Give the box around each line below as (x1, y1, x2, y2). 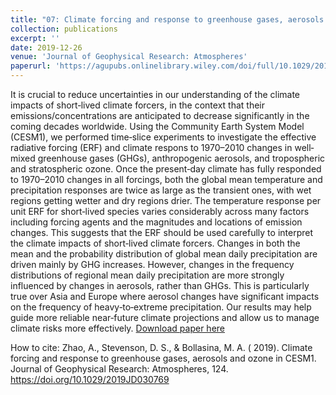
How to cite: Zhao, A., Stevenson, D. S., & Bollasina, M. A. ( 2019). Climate (10, 342, 313, 353)
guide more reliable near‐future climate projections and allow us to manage (10, 312, 320, 323)
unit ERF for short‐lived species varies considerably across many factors (10, 206, 310, 217)
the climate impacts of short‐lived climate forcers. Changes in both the (10, 237, 301, 249)
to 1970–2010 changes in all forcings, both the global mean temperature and (10, 174, 323, 185)
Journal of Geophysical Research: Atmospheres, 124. (10, 363, 229, 375)
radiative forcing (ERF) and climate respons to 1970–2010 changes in (10, 142, 293, 153)
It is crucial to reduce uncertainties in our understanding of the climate (10, 89, 301, 100)
